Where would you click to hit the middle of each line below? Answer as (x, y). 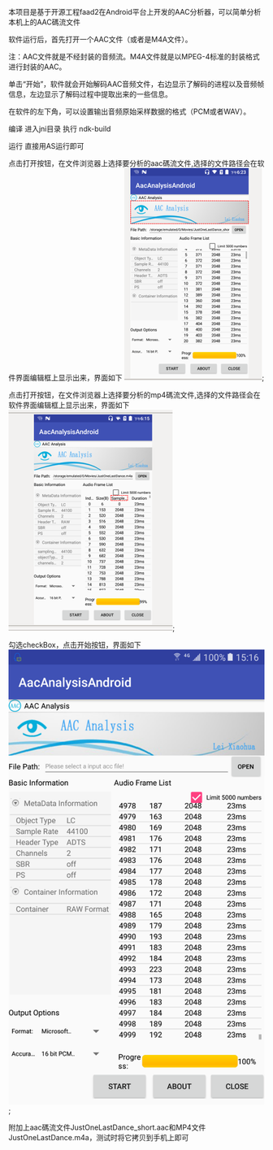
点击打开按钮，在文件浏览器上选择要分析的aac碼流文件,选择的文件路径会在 (133, 163)
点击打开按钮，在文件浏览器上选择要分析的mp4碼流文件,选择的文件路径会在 (134, 395)
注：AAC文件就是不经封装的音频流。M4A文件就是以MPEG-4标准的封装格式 (134, 56)
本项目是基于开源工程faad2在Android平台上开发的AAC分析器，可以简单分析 (135, 12)
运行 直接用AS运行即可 (46, 146)
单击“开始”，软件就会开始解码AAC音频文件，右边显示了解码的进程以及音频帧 (136, 84)
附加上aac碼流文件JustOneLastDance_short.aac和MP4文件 (107, 1127)
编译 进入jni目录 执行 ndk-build (60, 129)
